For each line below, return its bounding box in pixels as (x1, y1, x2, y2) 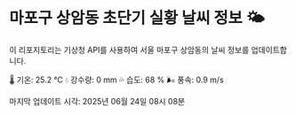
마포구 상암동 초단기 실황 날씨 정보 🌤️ (9, 8, 265, 28)
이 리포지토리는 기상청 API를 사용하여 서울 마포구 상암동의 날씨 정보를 (9, 44, 250, 55)
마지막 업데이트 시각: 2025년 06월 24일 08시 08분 (9, 96, 185, 106)
